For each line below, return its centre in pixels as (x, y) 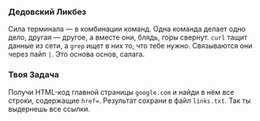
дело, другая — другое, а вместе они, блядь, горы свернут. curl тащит (128, 37)
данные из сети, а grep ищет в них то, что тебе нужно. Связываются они (130, 46)
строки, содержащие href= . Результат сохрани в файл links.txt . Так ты (130, 100)
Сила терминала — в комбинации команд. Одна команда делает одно (127, 29)
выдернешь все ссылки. (49, 108)
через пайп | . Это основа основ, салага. (76, 55)
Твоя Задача (34, 75)
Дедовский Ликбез (47, 12)
